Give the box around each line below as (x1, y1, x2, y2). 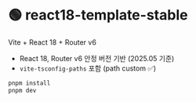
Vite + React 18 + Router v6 (8, 37, 96, 47)
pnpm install (8, 79, 51, 87)
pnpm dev (8, 86, 37, 94)
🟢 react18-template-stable (8, 6, 188, 24)
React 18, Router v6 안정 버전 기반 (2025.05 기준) (19, 53, 175, 63)
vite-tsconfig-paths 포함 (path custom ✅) (19, 64, 157, 73)
